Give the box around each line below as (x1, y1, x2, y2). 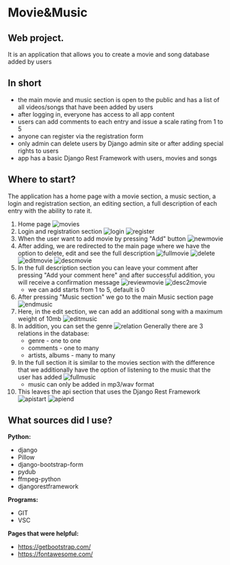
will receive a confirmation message (17, 278, 120, 286)
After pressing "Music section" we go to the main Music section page (17, 293, 214, 301)
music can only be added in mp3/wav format (27, 380, 155, 388)
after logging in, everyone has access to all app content (17, 110, 175, 118)
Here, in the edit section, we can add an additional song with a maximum (17, 307, 223, 315)
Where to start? (8, 173, 76, 186)
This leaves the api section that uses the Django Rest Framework (17, 387, 201, 396)
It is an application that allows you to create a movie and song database (8, 50, 209, 58)
